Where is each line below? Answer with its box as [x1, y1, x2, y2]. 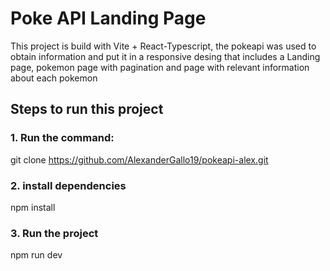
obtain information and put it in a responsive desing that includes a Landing [10, 50, 321, 62]
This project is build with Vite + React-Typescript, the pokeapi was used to [10, 40, 317, 52]
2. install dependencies [10, 178, 127, 192]
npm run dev [10, 249, 63, 261]
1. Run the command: [10, 131, 115, 145]
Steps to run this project [10, 101, 164, 118]
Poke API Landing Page [10, 7, 207, 30]
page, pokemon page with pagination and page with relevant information [10, 61, 310, 73]
